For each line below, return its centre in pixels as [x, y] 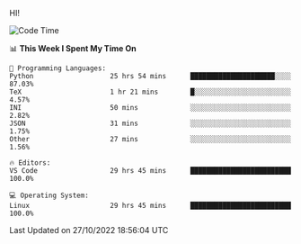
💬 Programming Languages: [58, 68]
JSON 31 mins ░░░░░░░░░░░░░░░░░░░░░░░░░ [150, 123]
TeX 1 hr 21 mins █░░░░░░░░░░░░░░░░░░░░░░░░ [150, 92]
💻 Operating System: [49, 195]
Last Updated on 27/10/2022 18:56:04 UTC [89, 230]
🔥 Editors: [30, 163]
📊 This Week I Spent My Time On [73, 48]
